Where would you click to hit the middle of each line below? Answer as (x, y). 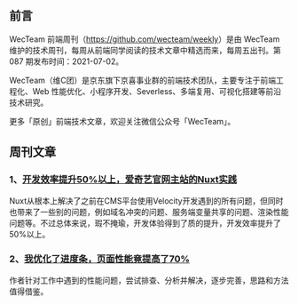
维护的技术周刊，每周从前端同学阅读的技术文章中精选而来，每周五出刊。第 (145, 50)
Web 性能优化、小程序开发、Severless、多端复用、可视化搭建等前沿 (157, 91)
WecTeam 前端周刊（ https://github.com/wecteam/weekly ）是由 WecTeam (145, 39)
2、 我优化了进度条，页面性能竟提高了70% (100, 259)
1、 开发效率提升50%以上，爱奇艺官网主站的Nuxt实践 (123, 180)
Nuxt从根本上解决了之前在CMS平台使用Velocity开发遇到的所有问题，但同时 (146, 201)
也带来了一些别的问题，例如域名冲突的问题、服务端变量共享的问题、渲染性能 (149, 212)
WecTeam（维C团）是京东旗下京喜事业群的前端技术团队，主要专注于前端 (143, 80)
